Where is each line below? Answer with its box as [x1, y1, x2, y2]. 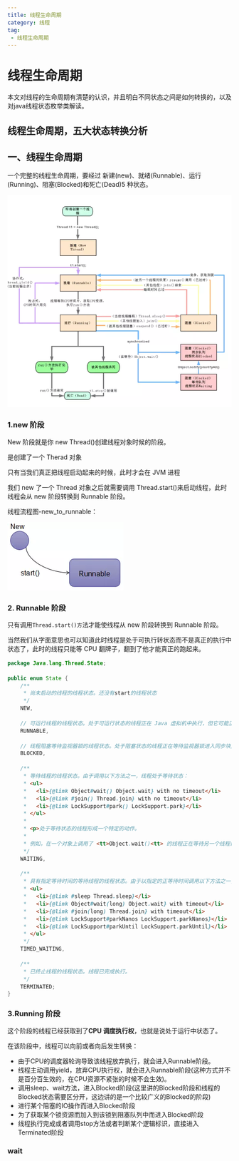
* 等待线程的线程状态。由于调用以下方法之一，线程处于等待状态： [23, 772, 188, 779]
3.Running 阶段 [7, 1009, 60, 1019]
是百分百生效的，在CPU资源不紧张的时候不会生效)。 [17, 1074, 171, 1083]
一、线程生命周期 [7, 150, 83, 163]
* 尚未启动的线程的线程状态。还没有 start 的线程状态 [23, 690, 157, 697]
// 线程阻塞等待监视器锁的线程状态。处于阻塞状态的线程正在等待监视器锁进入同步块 [20, 742, 231, 750]
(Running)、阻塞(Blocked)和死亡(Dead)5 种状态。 [7, 180, 152, 189]
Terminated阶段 [17, 1127, 64, 1137]
